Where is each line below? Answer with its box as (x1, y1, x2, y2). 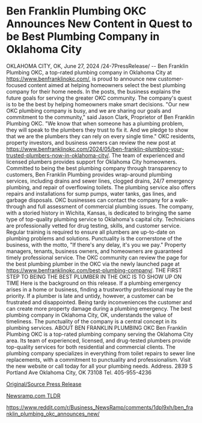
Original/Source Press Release (6, 380, 82, 388)
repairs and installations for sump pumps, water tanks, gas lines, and (6, 190, 177, 197)
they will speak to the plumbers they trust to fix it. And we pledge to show (6, 126, 189, 133)
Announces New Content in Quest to (6, 17, 192, 31)
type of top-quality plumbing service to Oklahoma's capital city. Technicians (6, 215, 195, 223)
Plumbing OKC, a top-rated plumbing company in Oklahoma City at (6, 68, 173, 76)
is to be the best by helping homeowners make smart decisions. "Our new (6, 100, 189, 108)
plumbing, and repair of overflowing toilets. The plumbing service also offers (6, 183, 196, 190)
